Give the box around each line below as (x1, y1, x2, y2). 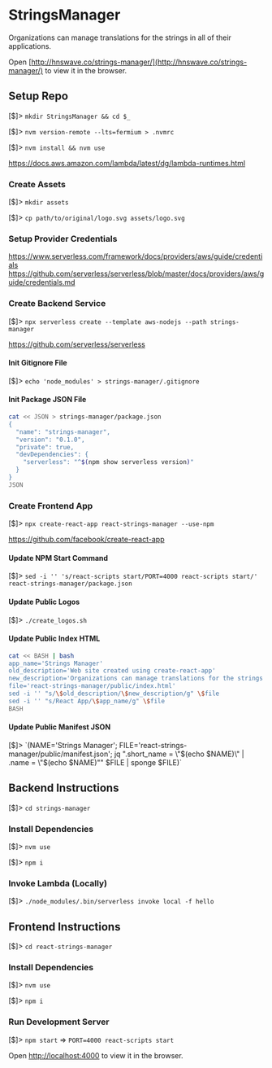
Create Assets (8, 178, 67, 190)
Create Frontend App (8, 500, 93, 511)
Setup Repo (8, 90, 69, 103)
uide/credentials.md (8, 278, 76, 287)
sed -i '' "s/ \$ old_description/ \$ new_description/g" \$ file (8, 689, 220, 698)
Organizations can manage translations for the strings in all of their (8, 33, 231, 42)
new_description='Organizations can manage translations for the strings (8, 674, 264, 683)
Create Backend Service (8, 298, 106, 309)
